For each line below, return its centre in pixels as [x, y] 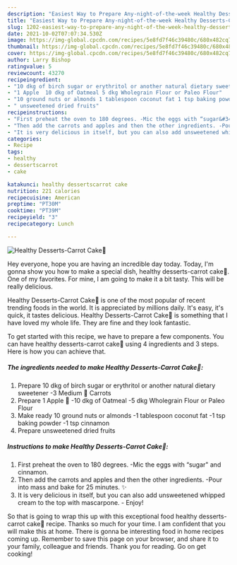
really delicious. [30, 286]
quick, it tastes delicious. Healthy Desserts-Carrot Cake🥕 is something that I [117, 315]
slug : [15, 27]
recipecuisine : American [44, 198]
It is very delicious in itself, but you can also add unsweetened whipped [121, 495]
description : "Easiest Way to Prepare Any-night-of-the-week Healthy [112, 14]
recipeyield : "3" [33, 217]
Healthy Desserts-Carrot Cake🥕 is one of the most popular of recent [107, 300]
